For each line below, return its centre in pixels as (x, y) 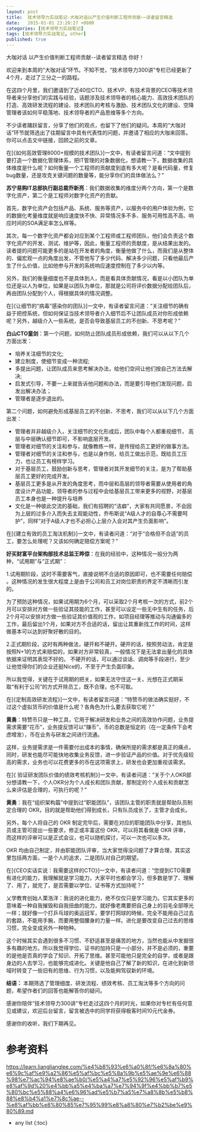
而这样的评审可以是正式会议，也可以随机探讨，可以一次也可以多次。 (90, 838)
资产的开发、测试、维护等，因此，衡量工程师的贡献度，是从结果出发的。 (105, 243)
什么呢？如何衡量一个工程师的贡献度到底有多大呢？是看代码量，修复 (110, 168)
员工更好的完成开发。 (46, 476)
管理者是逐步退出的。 (41, 398)
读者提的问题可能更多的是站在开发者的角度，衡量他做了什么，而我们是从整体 (100, 251)
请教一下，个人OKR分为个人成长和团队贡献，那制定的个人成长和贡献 (100, 782)
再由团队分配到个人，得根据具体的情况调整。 (61, 293)
